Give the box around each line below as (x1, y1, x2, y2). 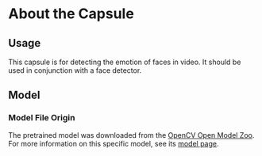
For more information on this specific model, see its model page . (8, 139, 219, 148)
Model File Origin (8, 112, 75, 124)
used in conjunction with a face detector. (8, 66, 142, 75)
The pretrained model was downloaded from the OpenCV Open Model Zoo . (8, 130, 255, 139)
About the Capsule (8, 5, 135, 23)
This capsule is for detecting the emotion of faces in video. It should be (8, 57, 241, 67)
